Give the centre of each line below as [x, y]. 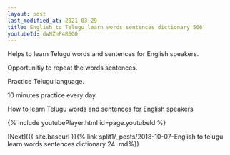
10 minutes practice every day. [52, 95]
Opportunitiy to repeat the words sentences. [72, 68]
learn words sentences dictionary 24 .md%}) [73, 144]
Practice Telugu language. [46, 82]
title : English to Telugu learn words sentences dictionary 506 [105, 27]
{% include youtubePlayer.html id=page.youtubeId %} [87, 123]
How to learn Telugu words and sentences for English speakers [101, 109]
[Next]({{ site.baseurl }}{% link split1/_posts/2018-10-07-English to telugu [115, 137]
